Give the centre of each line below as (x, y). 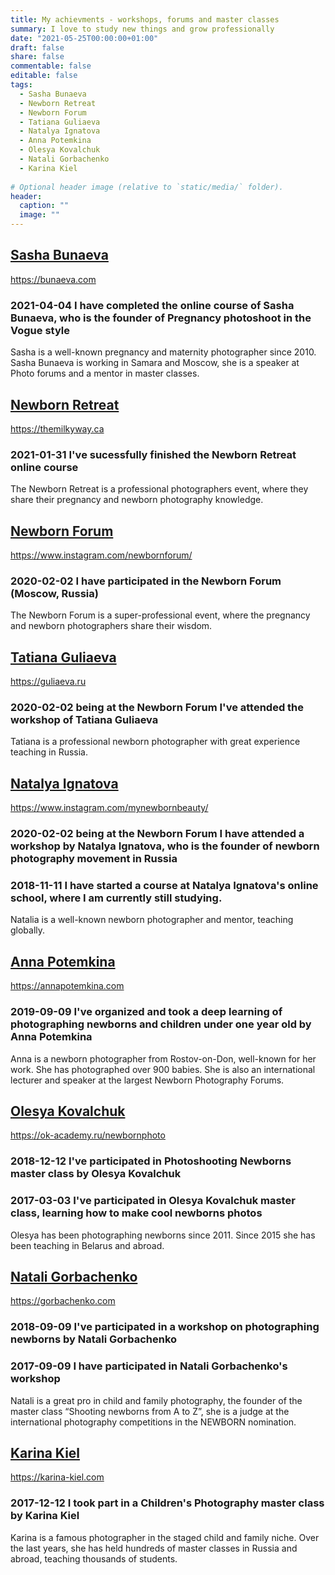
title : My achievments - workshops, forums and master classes (145, 19)
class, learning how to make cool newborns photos (136, 1213)
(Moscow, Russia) (54, 593)
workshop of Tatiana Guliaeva (84, 720)
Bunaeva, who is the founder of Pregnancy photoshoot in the (161, 318)
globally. (28, 930)
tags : (21, 85)
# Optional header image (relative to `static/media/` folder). (147, 187)
